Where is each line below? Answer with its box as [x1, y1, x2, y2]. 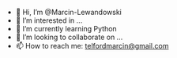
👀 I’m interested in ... [15, 16, 83, 25]
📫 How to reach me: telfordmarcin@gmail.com [15, 42, 169, 50]
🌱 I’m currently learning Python [15, 24, 117, 33]
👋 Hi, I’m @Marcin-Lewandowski [15, 8, 122, 16]
